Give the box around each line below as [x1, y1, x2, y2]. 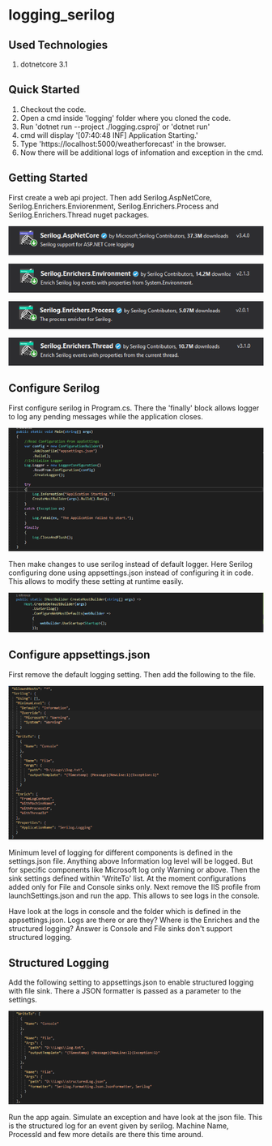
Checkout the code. [19, 104, 87, 114]
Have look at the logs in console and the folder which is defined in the [8, 907, 241, 916]
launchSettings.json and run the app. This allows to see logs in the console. [8, 891, 261, 901]
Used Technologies [8, 38, 108, 52]
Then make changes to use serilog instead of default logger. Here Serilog [8, 559, 253, 569]
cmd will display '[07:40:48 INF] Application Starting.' [19, 130, 198, 139]
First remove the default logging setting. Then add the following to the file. [8, 669, 257, 679]
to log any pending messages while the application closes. [8, 411, 204, 421]
